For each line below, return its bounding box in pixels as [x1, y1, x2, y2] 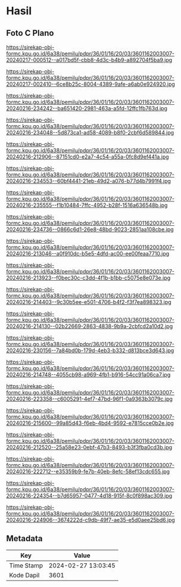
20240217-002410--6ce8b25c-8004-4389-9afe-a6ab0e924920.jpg [6, 80, 176, 88]
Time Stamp [9, 561, 43, 570]
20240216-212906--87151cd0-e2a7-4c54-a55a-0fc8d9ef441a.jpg [6, 153, 169, 160]
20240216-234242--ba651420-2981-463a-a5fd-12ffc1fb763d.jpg [6, 105, 168, 111]
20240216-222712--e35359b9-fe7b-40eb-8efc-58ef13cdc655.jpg [6, 468, 170, 475]
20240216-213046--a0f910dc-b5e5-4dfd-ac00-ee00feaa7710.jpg [6, 250, 170, 257]
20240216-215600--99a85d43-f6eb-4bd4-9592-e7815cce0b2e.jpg [6, 420, 174, 427]
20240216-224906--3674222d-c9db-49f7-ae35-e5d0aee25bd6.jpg [6, 517, 176, 523]
